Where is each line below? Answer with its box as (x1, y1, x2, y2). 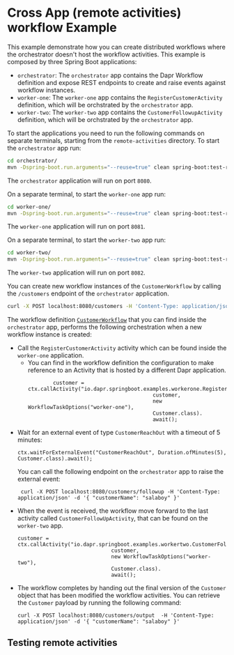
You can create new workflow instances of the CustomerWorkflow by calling (7, 282, 221, 291)
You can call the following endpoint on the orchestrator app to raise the (17, 468, 224, 476)
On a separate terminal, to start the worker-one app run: (7, 190, 166, 198)
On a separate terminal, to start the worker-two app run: (7, 236, 166, 245)
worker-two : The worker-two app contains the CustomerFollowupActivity (17, 108, 223, 116)
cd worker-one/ (7, 203, 52, 210)
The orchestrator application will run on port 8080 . (7, 176, 152, 185)
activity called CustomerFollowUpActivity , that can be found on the (17, 514, 208, 523)
